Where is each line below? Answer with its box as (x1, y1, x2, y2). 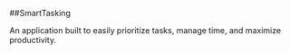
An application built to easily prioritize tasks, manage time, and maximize (9, 25, 282, 35)
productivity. (9, 35, 57, 45)
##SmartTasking (9, 8, 71, 18)
